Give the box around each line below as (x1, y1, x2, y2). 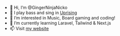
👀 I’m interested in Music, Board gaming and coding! (9, 15, 116, 20)
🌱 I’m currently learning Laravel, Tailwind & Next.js (9, 20, 111, 26)
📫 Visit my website (9, 26, 49, 31)
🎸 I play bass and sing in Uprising (9, 10, 77, 16)
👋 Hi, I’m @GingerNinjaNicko (9, 5, 68, 10)
